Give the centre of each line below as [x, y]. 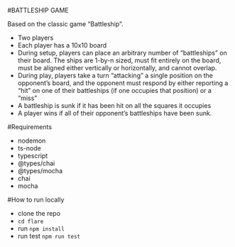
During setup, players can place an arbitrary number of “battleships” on [122, 53]
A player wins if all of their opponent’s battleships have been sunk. [115, 113]
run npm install [41, 229]
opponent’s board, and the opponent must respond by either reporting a [123, 83]
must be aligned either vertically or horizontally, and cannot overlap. [117, 68]
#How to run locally [36, 199]
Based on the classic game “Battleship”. [65, 24]
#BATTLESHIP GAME [38, 10]
